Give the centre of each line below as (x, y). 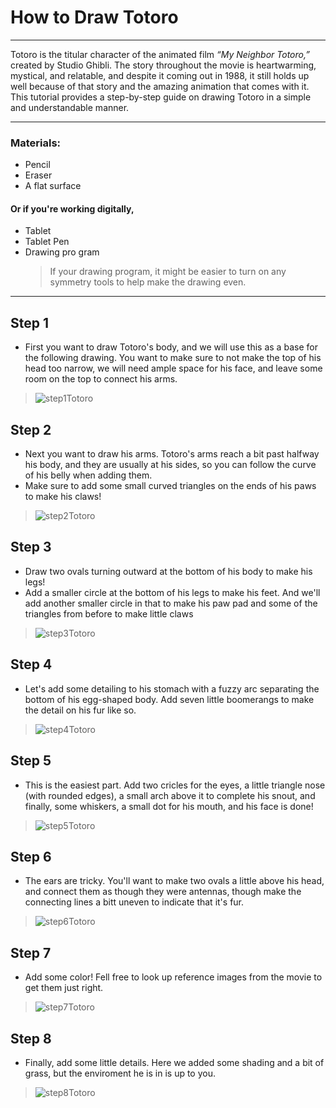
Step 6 (31, 856)
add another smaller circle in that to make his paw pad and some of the (171, 603)
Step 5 (31, 761)
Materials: (36, 143)
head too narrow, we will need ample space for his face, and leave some (173, 368)
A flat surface (53, 186)
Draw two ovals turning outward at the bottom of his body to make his (168, 571)
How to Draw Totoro (94, 17)
